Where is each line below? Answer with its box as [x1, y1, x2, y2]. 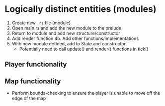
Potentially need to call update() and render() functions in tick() [19, 46, 149, 52]
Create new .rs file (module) [11, 20, 71, 26]
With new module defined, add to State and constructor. [11, 40, 127, 46]
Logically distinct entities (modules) [4, 3, 157, 15]
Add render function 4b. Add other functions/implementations [11, 35, 139, 41]
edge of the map [11, 95, 46, 102]
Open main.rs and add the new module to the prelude [11, 25, 121, 31]
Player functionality [4, 60, 67, 69]
